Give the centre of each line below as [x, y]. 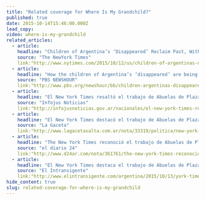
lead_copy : [20, 29]
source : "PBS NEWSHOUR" [48, 80]
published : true [27, 18]
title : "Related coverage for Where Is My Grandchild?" [79, 12]
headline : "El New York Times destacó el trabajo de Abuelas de [101, 120]
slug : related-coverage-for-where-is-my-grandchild [73, 188]
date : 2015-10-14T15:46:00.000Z [47, 23]
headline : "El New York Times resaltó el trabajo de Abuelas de [101, 97]
